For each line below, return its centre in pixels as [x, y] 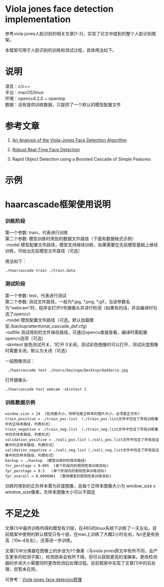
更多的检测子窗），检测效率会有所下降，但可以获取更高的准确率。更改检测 [83, 557]
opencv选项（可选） [25, 338]
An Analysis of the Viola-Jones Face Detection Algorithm [70, 140]
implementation [38, 19]
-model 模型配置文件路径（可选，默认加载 [47, 320]
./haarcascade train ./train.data [40, 271]
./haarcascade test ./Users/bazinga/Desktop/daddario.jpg [68, 370]
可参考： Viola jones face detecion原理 [44, 580]
